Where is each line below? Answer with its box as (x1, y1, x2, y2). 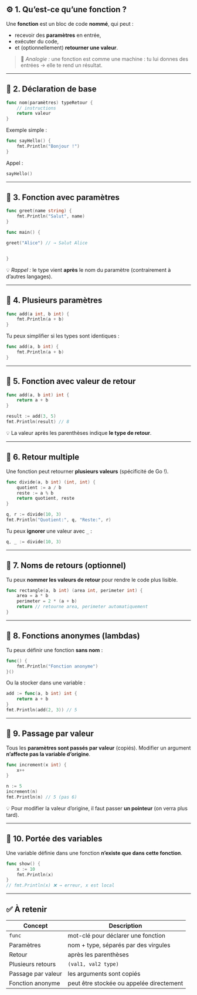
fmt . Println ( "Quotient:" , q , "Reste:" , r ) (6, 517, 111, 523)
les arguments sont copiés (67, 969, 141, 977)
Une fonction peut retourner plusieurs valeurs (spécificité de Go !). (6, 468, 169, 475)
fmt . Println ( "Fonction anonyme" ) (16, 663, 98, 669)
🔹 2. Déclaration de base (6, 84, 97, 94)
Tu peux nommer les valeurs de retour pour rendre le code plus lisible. (6, 576, 178, 583)
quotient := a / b (16, 485, 62, 490)
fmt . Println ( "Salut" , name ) (16, 213, 85, 219)
